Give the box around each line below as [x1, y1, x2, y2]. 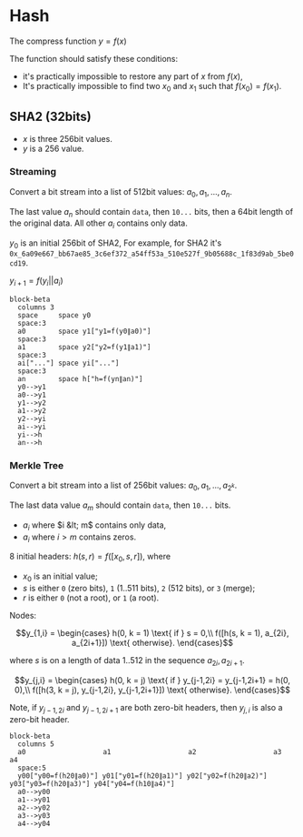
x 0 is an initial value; [22, 570, 98, 583]
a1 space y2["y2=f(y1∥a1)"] [17, 342, 151, 351]
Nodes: [9, 610, 37, 620]
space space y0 [17, 310, 92, 319]
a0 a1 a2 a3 [17, 747, 282, 756]
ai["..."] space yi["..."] [17, 358, 120, 368]
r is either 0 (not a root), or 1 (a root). [22, 592, 160, 603]
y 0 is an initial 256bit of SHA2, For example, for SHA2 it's [9, 237, 222, 251]
